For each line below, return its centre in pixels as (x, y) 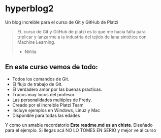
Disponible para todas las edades (46, 115)
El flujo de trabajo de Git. (37, 84)
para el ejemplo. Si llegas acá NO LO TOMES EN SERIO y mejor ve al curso (81, 130)
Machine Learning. (36, 42)
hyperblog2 (30, 9)
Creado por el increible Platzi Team (48, 105)
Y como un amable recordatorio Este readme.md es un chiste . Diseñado (79, 125)
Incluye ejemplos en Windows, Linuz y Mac (56, 110)
